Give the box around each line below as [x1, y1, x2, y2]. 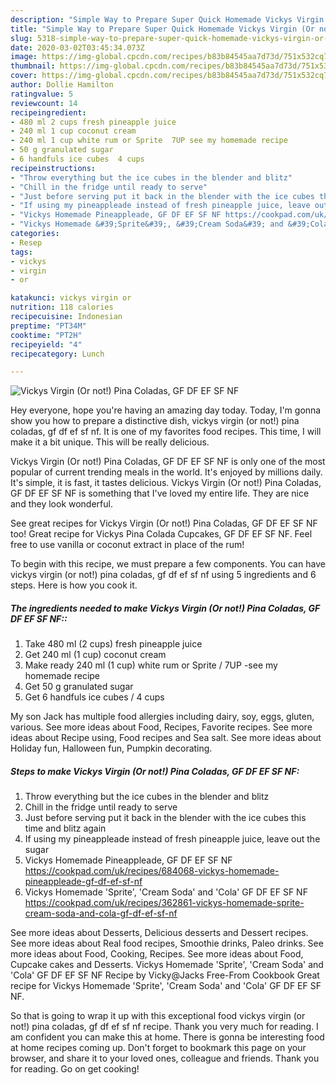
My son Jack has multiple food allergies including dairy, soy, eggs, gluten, [10, 711, 315, 723]
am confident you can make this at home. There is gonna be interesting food [10, 1031, 325, 1043]
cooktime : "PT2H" [10, 330, 83, 340]
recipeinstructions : [10, 163, 97, 173]
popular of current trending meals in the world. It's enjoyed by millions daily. [10, 466, 323, 478]
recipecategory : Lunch [10, 349, 105, 359]
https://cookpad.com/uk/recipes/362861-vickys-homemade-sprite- [24, 897, 305, 909]
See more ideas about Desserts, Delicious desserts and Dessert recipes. [10, 927, 309, 939]
